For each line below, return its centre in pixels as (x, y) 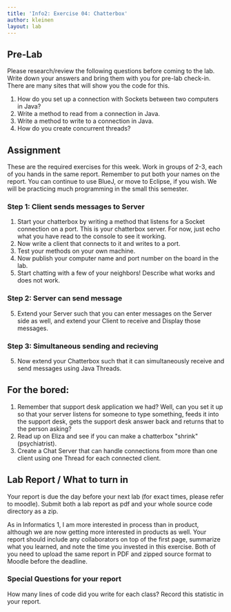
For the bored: (38, 390)
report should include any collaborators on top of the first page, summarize (114, 539)
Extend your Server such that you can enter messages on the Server (114, 313)
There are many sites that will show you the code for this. (89, 86)
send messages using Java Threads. (69, 368)
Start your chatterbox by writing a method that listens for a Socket (111, 222)
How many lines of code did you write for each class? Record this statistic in (115, 594)
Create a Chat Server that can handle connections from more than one (117, 450)
